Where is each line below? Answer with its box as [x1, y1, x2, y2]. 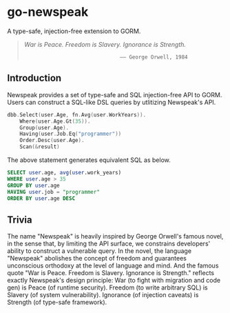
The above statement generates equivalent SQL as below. [7, 156, 171, 164]
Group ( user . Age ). [19, 124, 70, 131]
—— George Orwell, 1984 [119, 53, 188, 61]
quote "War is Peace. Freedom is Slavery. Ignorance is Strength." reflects [7, 269, 215, 277]
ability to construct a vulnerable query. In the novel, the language [7, 247, 191, 255]
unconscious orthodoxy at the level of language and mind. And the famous [7, 261, 219, 270]
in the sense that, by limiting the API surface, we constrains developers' [7, 239, 211, 248]
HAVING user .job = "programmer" [7, 188, 100, 195]
